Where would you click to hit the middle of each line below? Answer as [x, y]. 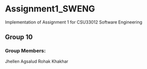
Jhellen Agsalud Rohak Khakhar [37, 61]
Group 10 [19, 37]
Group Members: [25, 51]
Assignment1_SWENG [50, 9]
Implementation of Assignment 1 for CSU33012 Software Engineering [74, 22]
